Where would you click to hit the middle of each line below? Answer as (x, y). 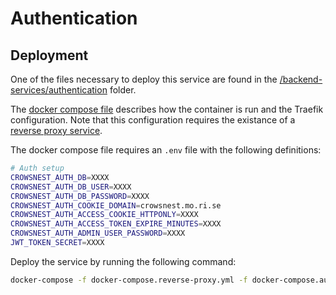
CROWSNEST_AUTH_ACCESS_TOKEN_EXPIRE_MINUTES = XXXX (116, 224)
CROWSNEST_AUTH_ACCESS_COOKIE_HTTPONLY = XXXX (104, 215)
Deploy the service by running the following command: (123, 261)
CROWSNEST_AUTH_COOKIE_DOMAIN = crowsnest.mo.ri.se (116, 205)
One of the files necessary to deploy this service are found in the (144, 79)
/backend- (301, 79)
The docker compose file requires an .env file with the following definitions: (166, 150)
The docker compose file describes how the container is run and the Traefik (167, 109)
